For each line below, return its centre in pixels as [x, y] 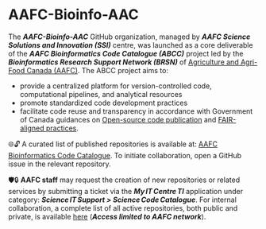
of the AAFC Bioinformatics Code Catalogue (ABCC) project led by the [126, 53]
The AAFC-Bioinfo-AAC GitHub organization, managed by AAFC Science [129, 37]
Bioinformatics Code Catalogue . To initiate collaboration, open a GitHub [125, 155]
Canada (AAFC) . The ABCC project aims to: [98, 70]
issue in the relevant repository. [60, 164]
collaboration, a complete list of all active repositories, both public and [123, 208]
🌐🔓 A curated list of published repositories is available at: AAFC [113, 144]
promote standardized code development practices [104, 103]
